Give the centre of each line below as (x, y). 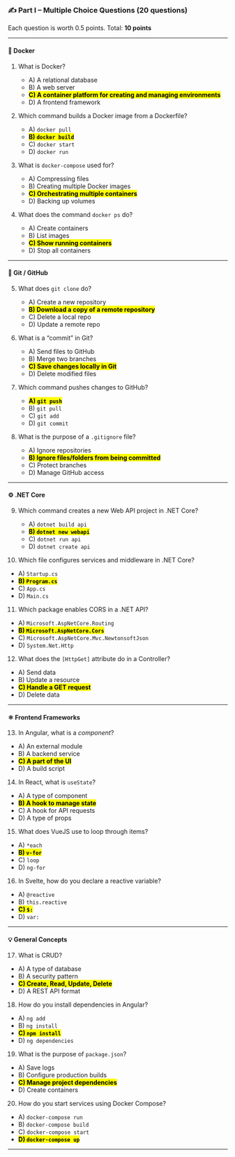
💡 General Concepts (38, 939)
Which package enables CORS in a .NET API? (83, 609)
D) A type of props (45, 818)
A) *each (30, 845)
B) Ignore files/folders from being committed (94, 457)
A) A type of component (53, 796)
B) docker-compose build (53, 1125)
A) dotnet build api (58, 524)
